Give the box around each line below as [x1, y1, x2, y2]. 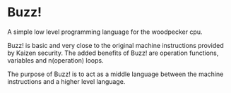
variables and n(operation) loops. [7, 56, 104, 64]
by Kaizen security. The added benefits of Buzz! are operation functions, [7, 49, 219, 57]
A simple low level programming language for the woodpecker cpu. [7, 27, 203, 36]
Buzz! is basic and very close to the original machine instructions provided [7, 41, 224, 49]
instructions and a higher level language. [7, 77, 126, 85]
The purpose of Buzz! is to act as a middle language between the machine [7, 70, 224, 78]
